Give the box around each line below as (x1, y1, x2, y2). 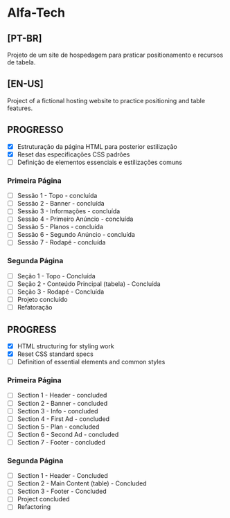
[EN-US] (7, 78, 44, 90)
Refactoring (17, 503, 51, 511)
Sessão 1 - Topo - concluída (17, 192, 98, 200)
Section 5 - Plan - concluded (17, 422, 100, 431)
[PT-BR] (7, 33, 42, 44)
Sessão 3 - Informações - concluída (17, 207, 121, 215)
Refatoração (17, 303, 53, 312)
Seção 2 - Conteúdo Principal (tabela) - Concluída (17, 279, 161, 288)
